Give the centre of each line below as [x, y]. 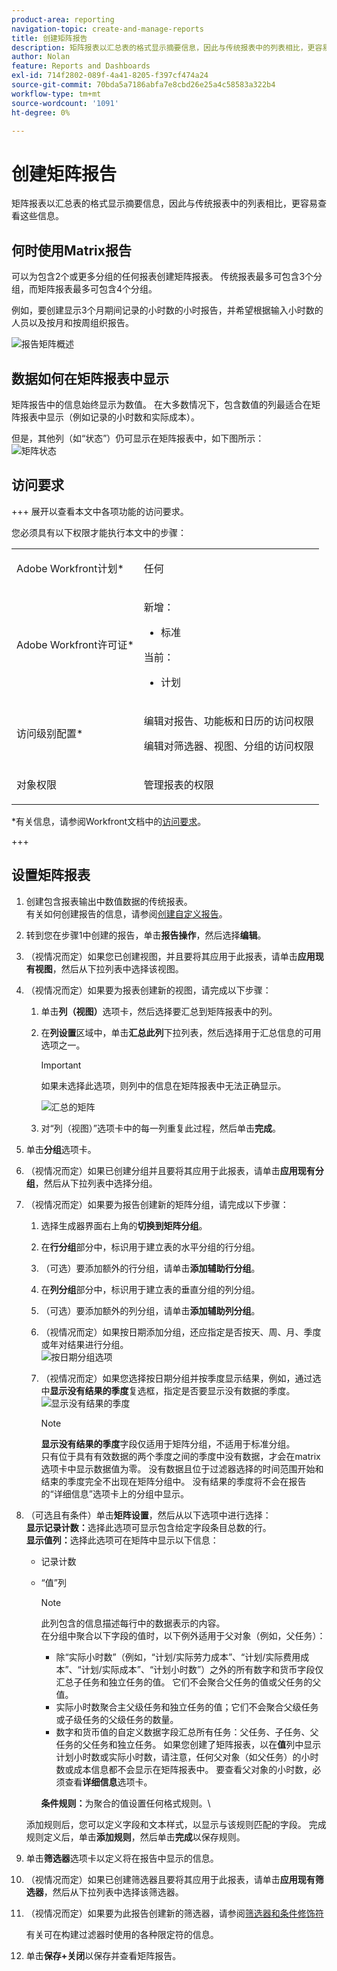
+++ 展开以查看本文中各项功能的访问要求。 [100, 511]
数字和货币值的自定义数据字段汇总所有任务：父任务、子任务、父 [187, 1732]
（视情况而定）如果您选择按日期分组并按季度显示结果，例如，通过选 [181, 1378]
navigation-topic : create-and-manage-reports [107, 29]
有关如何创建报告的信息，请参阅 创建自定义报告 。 [126, 913]
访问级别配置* [50, 733]
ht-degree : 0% [41, 112]
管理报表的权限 [178, 784]
